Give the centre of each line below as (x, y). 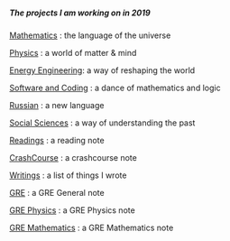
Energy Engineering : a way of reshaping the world (102, 70)
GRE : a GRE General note (57, 192)
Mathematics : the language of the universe (90, 35)
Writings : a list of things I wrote (68, 175)
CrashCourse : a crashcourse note (73, 157)
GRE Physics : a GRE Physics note (72, 210)
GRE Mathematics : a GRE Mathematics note (92, 227)
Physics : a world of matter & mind (73, 52)
